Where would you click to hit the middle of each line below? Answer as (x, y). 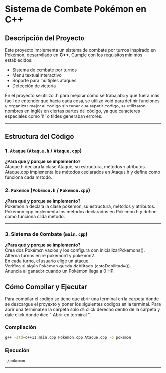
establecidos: (19, 60)
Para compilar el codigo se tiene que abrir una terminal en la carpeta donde (82, 299)
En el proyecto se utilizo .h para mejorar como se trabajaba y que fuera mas (82, 95)
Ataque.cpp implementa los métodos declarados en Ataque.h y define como (83, 172)
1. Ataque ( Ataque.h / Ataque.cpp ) (43, 151)
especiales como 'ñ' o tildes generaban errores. (54, 116)
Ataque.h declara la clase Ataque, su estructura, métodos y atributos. (76, 166)
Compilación (21, 327)
